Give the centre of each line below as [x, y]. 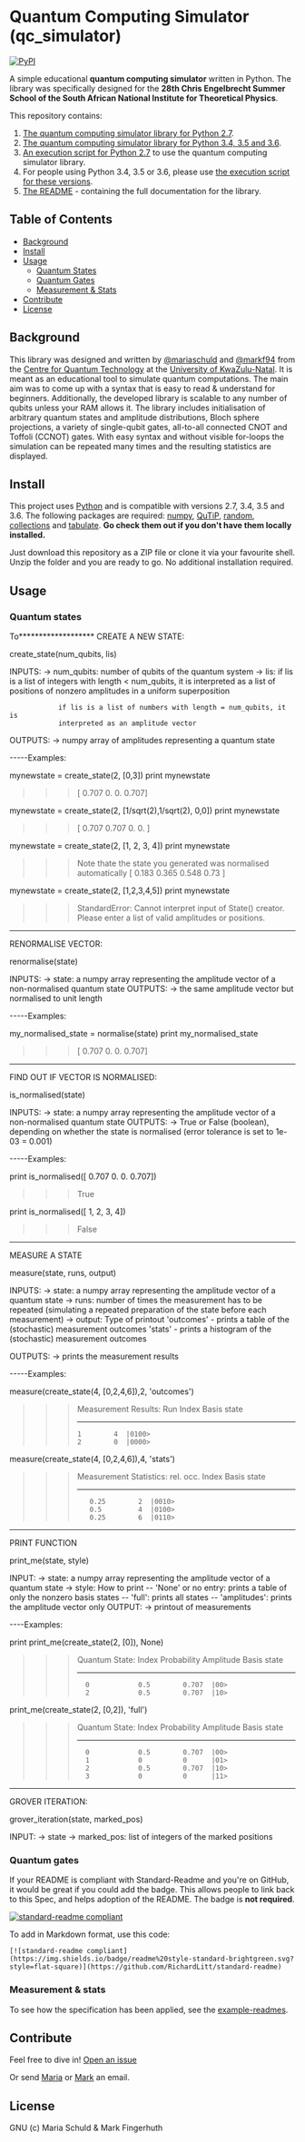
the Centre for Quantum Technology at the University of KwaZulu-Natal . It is [151, 368]
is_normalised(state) [48, 1095]
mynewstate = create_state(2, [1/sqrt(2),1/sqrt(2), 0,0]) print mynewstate [144, 811]
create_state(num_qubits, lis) [63, 654]
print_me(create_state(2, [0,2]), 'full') [79, 1710]
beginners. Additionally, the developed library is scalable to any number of [148, 398]
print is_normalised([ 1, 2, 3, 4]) [68, 1212]
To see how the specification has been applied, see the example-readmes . [149, 2009]
